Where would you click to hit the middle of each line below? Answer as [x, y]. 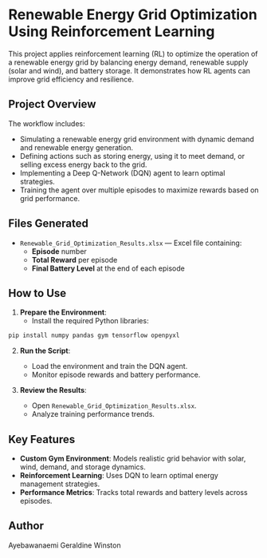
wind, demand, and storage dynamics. [82, 467]
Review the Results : [53, 390]
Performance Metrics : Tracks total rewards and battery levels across [134, 493]
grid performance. [50, 198]
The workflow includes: [47, 123]
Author [26, 526]
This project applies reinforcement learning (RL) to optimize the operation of [133, 53]
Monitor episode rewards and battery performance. [116, 375]
